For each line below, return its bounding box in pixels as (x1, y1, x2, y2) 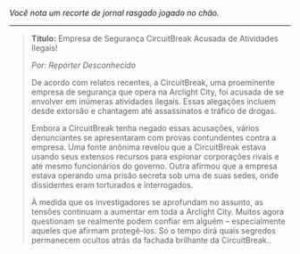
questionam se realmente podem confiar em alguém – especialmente (30, 216, 286, 226)
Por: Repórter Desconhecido (30, 60, 137, 70)
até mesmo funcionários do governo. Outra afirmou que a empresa (30, 160, 278, 171)
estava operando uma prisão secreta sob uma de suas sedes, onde (30, 170, 279, 181)
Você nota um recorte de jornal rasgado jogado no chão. (9, 8, 220, 18)
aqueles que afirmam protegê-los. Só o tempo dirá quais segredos (30, 225, 277, 235)
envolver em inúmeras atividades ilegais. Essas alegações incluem (30, 96, 277, 106)
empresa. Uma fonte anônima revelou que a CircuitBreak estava (30, 142, 266, 152)
